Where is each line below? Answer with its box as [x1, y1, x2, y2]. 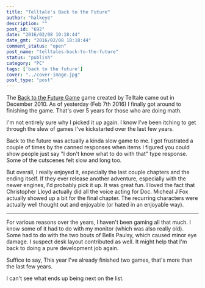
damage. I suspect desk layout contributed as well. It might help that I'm [6, 238, 187, 245]
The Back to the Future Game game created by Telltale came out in [6, 94, 175, 102]
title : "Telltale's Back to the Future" [6, 9, 111, 15]
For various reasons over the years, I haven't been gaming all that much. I [6, 218, 191, 226]
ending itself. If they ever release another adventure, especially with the [6, 175, 187, 182]
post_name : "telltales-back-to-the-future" [6, 49, 119, 55]
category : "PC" [6, 60, 45, 66]
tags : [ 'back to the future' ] [6, 65, 84, 72]
